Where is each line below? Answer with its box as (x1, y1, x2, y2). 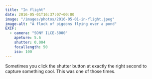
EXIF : (5, 26, 16, 31)
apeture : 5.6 (14, 35, 41, 40)
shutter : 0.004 (14, 40, 46, 45)
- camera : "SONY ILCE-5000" (9, 30, 68, 35)
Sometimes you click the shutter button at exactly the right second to (5, 63, 147, 69)
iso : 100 (14, 49, 32, 54)
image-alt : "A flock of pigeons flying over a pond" (5, 21, 117, 26)
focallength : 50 (14, 44, 48, 49)
